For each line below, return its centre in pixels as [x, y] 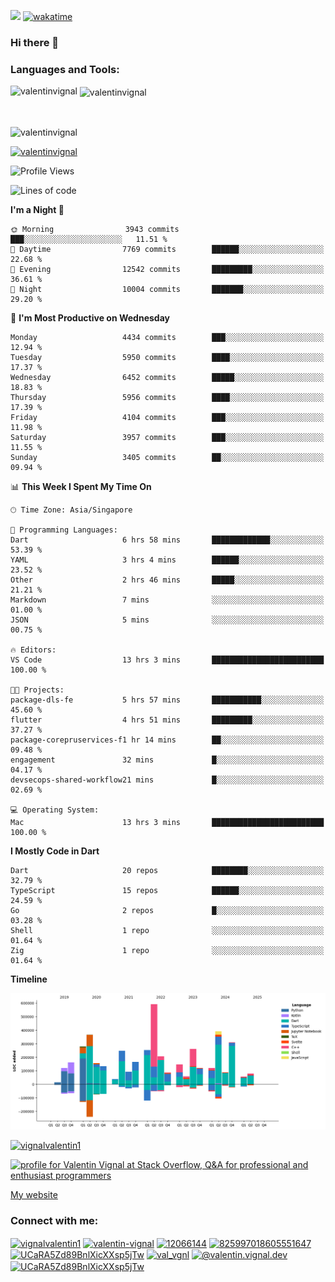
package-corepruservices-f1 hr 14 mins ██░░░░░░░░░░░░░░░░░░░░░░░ [167, 740]
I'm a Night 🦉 [37, 209]
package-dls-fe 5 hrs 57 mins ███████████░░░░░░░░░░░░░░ [167, 700]
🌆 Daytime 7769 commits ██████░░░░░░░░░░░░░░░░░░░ [167, 249]
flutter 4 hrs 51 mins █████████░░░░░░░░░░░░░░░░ [167, 720]
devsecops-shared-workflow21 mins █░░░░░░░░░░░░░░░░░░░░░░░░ [167, 780]
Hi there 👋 [35, 42]
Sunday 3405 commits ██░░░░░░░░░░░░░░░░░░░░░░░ [167, 457]
